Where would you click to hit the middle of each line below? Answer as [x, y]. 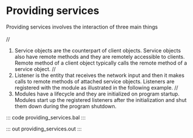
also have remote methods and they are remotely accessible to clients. [100, 56]
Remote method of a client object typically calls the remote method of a [101, 63]
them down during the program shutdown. [66, 106]
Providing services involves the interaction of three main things [82, 27]
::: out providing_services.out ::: [44, 129]
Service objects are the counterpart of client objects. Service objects [98, 50]
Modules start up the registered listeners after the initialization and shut [101, 100]
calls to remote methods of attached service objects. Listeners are [94, 81]
